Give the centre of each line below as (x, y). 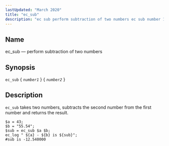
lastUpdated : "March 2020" (33, 10)
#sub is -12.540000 (26, 139)
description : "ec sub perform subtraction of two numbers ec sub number (83, 19)
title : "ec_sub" (22, 15)
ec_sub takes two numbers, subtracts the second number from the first (78, 107)
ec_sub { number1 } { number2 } (35, 79)
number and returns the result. (37, 112)
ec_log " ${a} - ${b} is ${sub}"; (41, 135)
